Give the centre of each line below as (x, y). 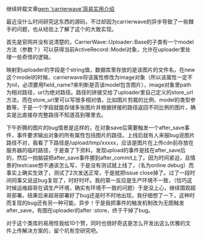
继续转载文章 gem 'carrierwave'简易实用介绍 (60, 9)
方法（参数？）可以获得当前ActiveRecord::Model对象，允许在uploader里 (96, 49)
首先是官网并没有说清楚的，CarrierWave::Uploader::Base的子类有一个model (100, 42)
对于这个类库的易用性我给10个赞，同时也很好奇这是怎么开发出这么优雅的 (96, 223)
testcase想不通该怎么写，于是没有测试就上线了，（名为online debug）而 (105, 165)
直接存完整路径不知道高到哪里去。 (64, 115)
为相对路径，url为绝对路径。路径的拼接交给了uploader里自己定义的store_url (100, 92)
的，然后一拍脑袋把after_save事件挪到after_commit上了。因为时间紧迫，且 (98, 158)
